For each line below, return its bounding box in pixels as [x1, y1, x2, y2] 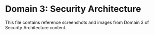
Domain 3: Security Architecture [5, 3, 141, 15]
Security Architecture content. [5, 24, 67, 30]
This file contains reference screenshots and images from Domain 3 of [5, 19, 150, 25]
